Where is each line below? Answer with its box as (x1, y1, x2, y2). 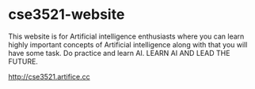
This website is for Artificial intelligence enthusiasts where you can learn (8, 32, 245, 41)
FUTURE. (8, 57, 38, 66)
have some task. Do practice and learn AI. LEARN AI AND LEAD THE (8, 48, 230, 57)
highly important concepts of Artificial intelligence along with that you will (8, 39, 248, 49)
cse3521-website (8, 6, 125, 24)
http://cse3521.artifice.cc (8, 72, 90, 81)
